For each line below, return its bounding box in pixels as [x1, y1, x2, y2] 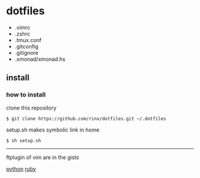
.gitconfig [14, 43, 39, 50]
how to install [6, 90, 46, 99]
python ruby [6, 165, 36, 172]
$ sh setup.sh [6, 138, 42, 143]
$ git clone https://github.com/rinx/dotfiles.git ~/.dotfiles [6, 115, 167, 121]
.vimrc [14, 24, 31, 31]
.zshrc [14, 30, 31, 37]
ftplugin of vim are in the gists [6, 154, 79, 161]
